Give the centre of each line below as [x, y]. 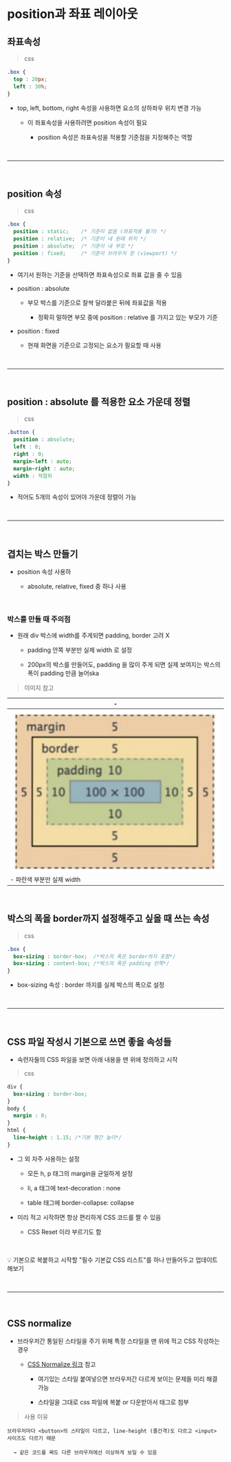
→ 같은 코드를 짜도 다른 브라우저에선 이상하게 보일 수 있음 [85, 1452]
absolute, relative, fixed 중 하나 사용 [77, 587]
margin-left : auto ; [43, 461]
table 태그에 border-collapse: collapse [80, 1202]
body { [16, 1109]
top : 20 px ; [31, 79]
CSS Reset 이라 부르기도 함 [64, 1232]
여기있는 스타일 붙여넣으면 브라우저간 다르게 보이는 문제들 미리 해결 [128, 1379]
